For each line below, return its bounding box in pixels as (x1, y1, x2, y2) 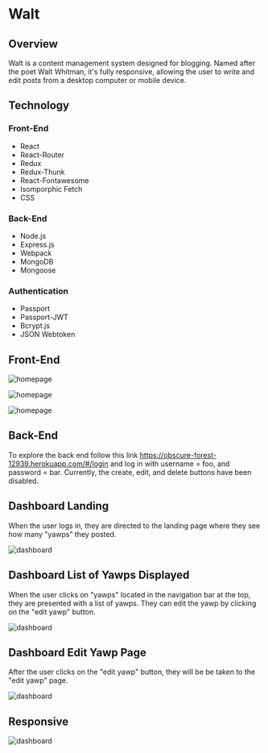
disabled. (8, 476, 39, 485)
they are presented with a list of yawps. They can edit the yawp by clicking (8, 598, 257, 608)
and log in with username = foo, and (109, 459, 230, 468)
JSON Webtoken (19, 330, 76, 339)
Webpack (19, 248, 52, 258)
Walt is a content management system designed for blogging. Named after (8, 58, 256, 68)
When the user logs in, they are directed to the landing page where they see (8, 521, 261, 530)
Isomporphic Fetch (19, 184, 83, 193)
